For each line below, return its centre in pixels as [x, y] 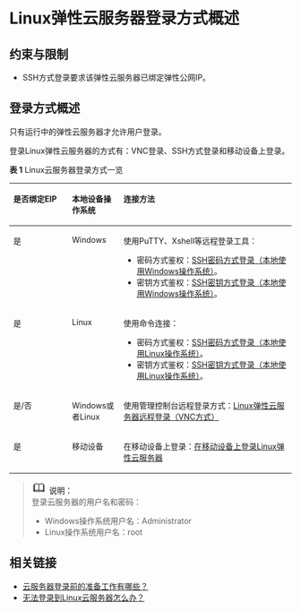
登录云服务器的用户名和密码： [86, 502]
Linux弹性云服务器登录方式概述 [125, 18]
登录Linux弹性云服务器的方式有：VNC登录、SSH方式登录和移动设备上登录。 [150, 151]
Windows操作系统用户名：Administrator [118, 521]
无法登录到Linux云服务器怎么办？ [83, 598]
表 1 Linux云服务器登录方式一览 [66, 169]
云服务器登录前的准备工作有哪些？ [85, 586]
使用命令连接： [151, 323]
